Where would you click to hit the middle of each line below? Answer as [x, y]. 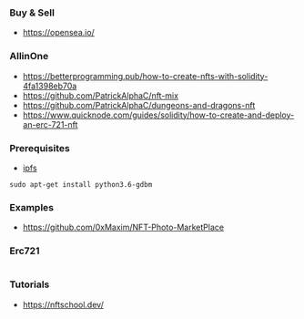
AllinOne [29, 57]
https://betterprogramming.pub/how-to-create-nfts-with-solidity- [145, 76]
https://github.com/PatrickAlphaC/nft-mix [101, 95]
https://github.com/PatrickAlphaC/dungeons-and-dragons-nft [139, 105]
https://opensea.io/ [59, 33]
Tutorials [30, 284]
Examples [32, 207]
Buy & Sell [32, 13]
